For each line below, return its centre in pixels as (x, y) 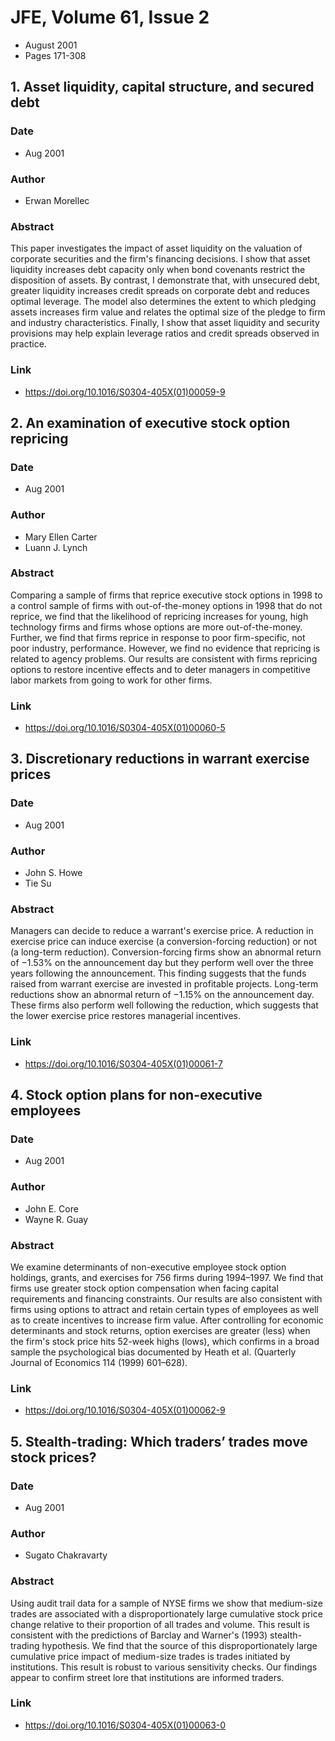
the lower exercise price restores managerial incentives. (125, 1016)
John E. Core (51, 1208)
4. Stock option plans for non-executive (136, 1095)
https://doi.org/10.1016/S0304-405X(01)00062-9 (125, 1410)
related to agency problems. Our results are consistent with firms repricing (164, 658)
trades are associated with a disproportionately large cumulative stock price (166, 1613)
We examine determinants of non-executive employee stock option (148, 1267)
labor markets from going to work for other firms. (111, 680)
